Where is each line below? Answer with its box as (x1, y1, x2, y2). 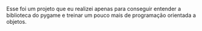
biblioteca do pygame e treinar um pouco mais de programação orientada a (6, 12, 197, 19)
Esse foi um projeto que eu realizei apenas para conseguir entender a (6, 5, 181, 12)
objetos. (6, 18, 27, 25)
